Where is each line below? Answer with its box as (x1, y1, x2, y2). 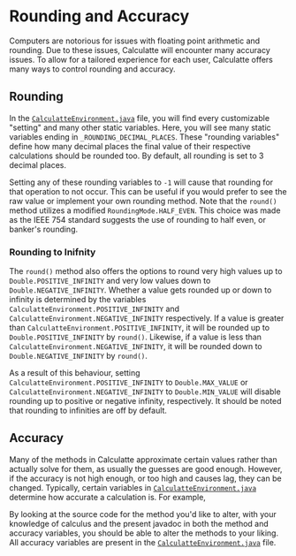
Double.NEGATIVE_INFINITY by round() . (9, 351, 148, 362)
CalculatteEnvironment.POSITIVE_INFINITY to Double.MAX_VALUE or (9, 377, 249, 388)
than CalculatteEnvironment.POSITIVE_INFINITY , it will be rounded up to (9, 323, 270, 333)
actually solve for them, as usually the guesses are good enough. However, (9, 463, 283, 474)
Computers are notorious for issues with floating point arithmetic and (9, 35, 261, 46)
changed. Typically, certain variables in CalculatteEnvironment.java (9, 482, 257, 492)
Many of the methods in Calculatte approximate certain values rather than (9, 453, 277, 465)
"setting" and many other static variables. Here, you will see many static (9, 122, 271, 133)
